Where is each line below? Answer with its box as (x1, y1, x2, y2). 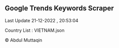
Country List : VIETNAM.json (5, 27, 65, 33)
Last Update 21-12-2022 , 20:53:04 (5, 17, 79, 23)
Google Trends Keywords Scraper (5, 4, 114, 13)
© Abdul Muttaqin (5, 37, 43, 43)
